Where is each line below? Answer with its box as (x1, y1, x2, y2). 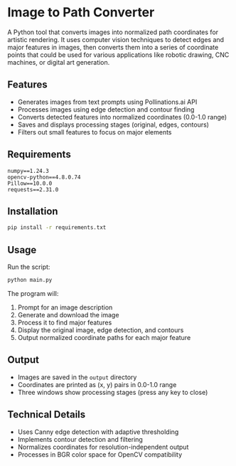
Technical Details (7, 408, 86, 420)
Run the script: (7, 263, 50, 271)
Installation (7, 205, 58, 217)
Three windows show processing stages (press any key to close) (17, 388, 208, 396)
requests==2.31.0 (7, 186, 59, 193)
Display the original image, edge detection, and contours (17, 325, 184, 334)
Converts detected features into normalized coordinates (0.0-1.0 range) (17, 112, 227, 121)
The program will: (7, 289, 59, 297)
